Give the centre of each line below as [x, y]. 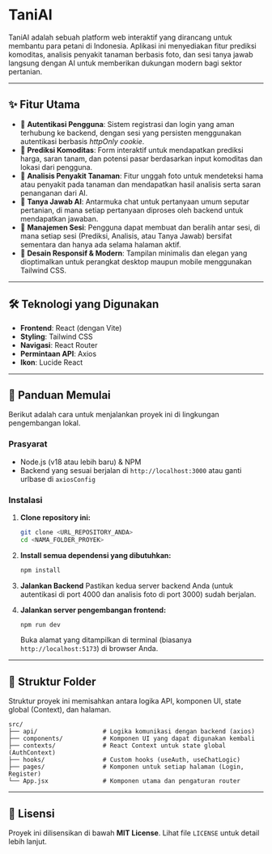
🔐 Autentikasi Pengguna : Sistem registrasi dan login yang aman [127, 124]
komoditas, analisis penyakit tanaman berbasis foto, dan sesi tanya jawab [131, 54]
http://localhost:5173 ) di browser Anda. [89, 649]
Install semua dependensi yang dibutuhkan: [96, 555]
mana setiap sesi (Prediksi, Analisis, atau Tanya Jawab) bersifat [126, 235]
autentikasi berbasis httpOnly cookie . [82, 141]
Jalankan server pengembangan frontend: [93, 610]
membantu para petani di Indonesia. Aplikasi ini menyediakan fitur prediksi [132, 45]
